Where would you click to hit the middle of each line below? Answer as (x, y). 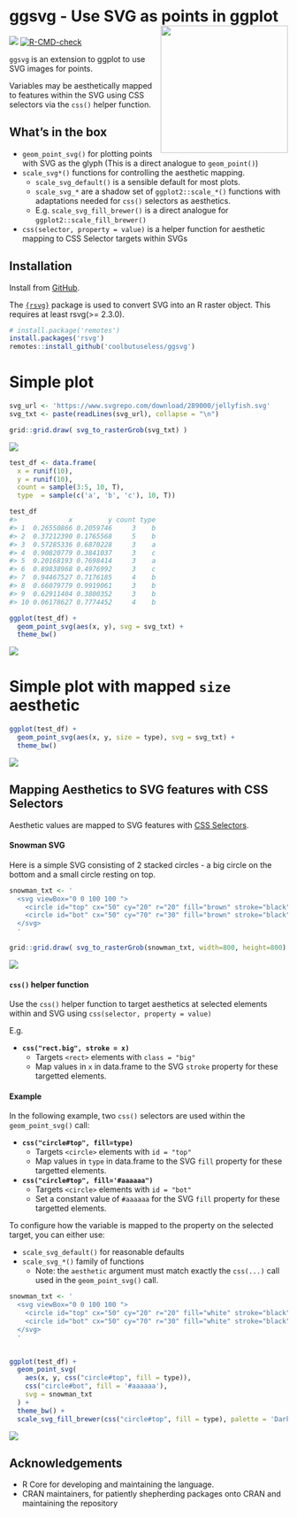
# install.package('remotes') (65, 330)
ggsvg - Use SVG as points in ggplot (144, 16)
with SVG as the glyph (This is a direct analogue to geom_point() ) (140, 163)
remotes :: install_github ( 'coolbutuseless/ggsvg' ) (103, 347)
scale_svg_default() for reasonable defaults (103, 1252)
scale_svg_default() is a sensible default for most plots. (137, 182)
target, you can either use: (57, 1235)
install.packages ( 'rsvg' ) (57, 338)
